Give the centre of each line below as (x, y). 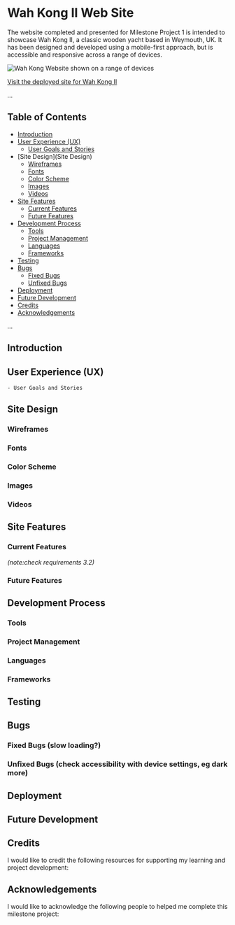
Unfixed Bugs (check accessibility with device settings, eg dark (117, 764)
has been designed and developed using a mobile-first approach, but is (110, 47)
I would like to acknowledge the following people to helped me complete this (117, 906)
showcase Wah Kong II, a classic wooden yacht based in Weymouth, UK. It (115, 39)
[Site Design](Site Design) (55, 156)
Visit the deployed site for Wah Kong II (62, 81)
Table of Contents (47, 117)
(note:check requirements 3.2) (51, 562)
